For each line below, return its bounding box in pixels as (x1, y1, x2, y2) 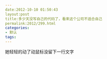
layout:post (5, 12, 29, 17)
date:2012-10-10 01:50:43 (5, 7, 58, 12)
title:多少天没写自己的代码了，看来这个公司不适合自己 (5, 16, 103, 21)
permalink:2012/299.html (5, 21, 56, 26)
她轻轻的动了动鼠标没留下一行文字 (5, 49, 74, 55)
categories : (5, 26, 29, 30)
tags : (5, 35, 16, 40)
